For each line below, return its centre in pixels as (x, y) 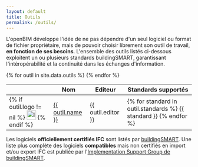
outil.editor (105, 112)
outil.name (67, 112)
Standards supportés (158, 90)
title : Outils (24, 17)
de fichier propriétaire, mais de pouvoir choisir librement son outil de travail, (98, 45)
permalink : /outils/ (32, 22)
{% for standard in (152, 101)
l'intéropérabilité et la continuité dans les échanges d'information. (85, 64)
